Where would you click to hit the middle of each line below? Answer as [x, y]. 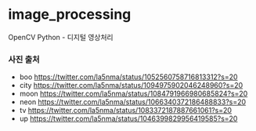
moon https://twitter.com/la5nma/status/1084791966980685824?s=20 [133, 94]
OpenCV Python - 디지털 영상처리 [61, 37]
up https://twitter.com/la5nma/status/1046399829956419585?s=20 [128, 118]
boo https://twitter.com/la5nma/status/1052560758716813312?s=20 [128, 77]
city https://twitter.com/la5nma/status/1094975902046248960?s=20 [131, 86]
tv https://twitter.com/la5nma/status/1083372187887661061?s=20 [126, 111]
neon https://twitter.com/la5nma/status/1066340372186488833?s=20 [133, 102]
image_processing [70, 15]
